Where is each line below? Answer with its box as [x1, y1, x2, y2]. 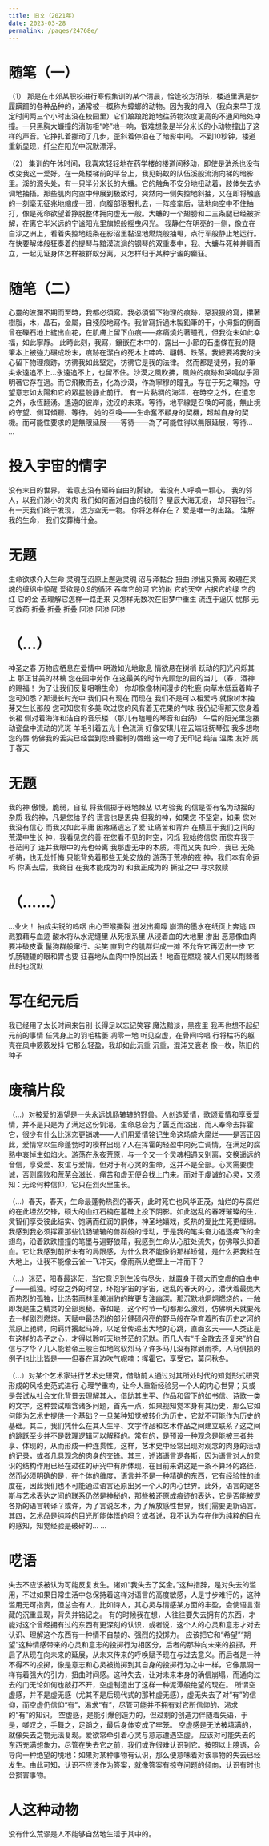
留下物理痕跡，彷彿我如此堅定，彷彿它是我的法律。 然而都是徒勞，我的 [14, 358, 249, 367]
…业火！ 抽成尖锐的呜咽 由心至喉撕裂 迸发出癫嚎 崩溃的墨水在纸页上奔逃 [8, 921, 247, 931]
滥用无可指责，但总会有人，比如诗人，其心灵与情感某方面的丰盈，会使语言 [8, 1599, 254, 1609]
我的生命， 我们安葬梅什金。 [8, 516, 102, 525]
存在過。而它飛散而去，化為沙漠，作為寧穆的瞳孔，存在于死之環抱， [29, 378, 254, 387]
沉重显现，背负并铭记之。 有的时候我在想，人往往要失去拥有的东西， [22, 1610, 249, 1619]
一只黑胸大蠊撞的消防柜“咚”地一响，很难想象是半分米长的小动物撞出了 [22, 122, 254, 131]
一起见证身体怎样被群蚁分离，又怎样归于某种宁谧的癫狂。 [22, 249, 212, 259]
